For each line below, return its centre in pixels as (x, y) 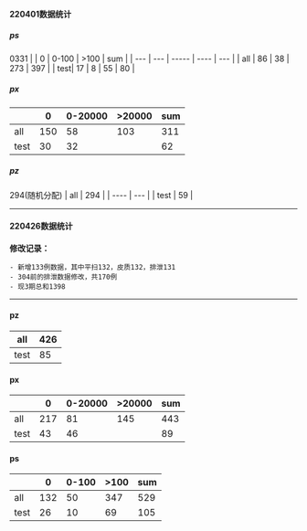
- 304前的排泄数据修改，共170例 (64, 277)
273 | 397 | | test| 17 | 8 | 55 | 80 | (72, 68)
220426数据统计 (41, 226)
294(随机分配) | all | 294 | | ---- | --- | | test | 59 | (101, 195)
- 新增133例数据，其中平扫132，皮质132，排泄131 (93, 267)
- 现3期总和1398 (37, 287)
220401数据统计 (41, 14)
